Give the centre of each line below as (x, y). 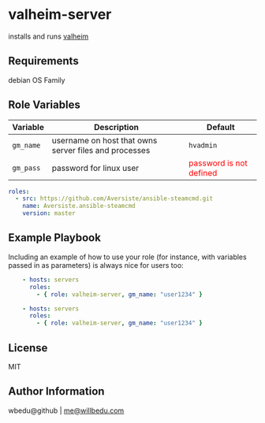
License (28, 348)
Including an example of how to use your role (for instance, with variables (127, 257)
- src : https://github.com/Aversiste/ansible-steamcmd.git (114, 199)
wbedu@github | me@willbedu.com (66, 410)
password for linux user (95, 168)
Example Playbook (54, 238)
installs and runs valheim (49, 36)
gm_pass (26, 168)
